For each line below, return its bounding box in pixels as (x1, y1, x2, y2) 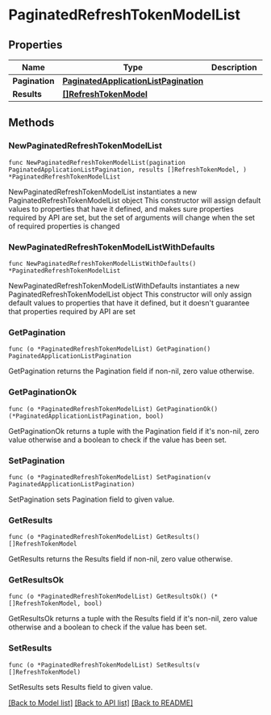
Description (211, 62, 258, 73)
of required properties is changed (8, 221, 120, 231)
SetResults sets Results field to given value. (8, 682, 153, 692)
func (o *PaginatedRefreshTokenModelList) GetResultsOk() (8, 592, 207, 601)
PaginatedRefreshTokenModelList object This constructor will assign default (8, 196, 261, 205)
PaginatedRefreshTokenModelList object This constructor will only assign (8, 289, 252, 299)
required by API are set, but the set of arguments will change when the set (8, 212, 256, 222)
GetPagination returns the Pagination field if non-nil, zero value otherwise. (8, 366, 255, 376)
